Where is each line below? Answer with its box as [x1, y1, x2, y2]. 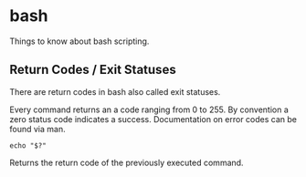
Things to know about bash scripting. [9, 36, 150, 47]
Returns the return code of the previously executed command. [9, 157, 244, 168]
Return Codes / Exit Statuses [9, 62, 176, 78]
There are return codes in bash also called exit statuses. [9, 86, 221, 97]
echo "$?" [9, 141, 47, 151]
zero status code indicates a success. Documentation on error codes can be [9, 113, 297, 124]
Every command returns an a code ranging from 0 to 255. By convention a [9, 104, 290, 115]
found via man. [9, 123, 66, 134]
